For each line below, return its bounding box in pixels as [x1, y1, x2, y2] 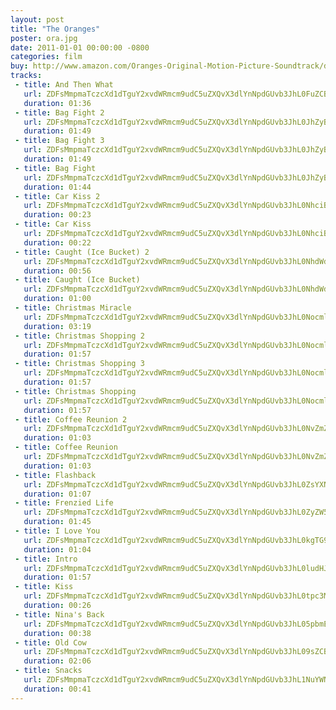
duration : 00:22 [23, 237, 92, 248]
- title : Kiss [14, 582, 74, 592]
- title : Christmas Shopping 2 [14, 331, 145, 341]
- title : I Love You [14, 526, 101, 536]
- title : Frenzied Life [14, 498, 114, 508]
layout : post [10, 14, 65, 25]
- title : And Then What [14, 80, 114, 90]
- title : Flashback [14, 470, 97, 480]
